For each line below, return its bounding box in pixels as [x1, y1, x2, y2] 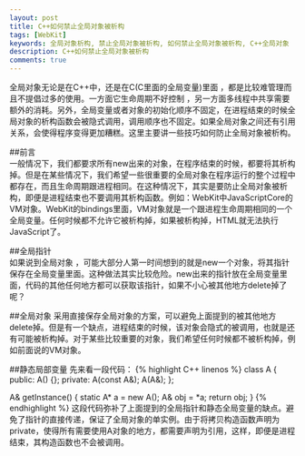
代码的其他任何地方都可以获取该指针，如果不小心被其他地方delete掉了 [25, 279, 288, 290]
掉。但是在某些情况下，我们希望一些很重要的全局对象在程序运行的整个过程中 [9, 169, 296, 180]
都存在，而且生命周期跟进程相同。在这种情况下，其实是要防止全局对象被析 [9, 181, 288, 191]
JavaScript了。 [9, 227, 66, 237]
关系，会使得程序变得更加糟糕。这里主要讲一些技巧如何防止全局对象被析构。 [9, 127, 296, 137]
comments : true [9, 56, 67, 65]
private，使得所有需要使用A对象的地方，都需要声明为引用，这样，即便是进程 [9, 425, 296, 436]
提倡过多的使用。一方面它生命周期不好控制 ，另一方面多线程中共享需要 [25, 93, 290, 104]
